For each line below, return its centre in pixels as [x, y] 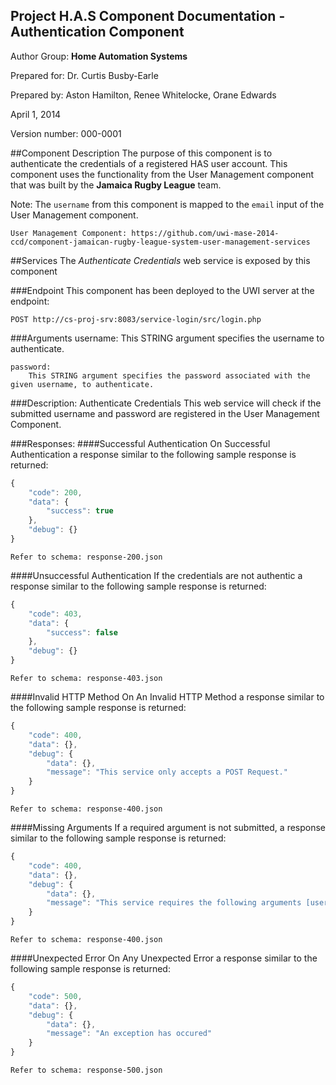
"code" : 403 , [55, 614]
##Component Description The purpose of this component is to [141, 153]
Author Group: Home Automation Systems [99, 56]
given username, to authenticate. [82, 384]
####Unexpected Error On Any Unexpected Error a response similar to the [164, 958]
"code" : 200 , [55, 492]
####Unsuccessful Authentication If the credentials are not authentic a [156, 575]
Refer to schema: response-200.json [86, 557]
